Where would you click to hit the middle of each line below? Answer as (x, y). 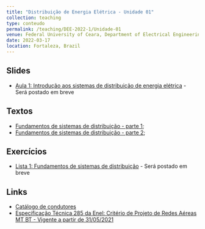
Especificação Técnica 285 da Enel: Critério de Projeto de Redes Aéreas (106, 213)
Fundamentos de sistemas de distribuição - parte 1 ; (80, 126)
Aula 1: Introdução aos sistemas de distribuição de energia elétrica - (101, 85)
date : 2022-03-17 (28, 40)
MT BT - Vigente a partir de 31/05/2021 (64, 220)
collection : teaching (34, 18)
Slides (18, 71)
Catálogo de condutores (45, 207)
